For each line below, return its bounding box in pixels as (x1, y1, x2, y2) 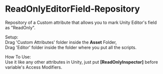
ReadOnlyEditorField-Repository (5, 3, 140, 15)
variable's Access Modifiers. (5, 64, 62, 70)
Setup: (5, 34, 19, 40)
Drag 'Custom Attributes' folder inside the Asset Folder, (5, 39, 117, 45)
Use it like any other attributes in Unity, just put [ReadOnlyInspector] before (5, 59, 158, 65)
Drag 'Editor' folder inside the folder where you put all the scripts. (5, 44, 137, 50)
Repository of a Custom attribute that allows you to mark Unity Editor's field (5, 19, 157, 25)
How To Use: (5, 54, 31, 59)
